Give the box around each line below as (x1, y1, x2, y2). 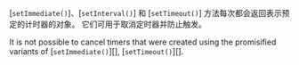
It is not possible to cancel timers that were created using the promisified (9, 37, 277, 47)
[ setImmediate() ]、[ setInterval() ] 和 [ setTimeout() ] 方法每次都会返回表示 (9, 8, 282, 18)
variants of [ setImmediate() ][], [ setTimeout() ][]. (9, 46, 184, 56)
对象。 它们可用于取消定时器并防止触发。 (55, 19, 206, 29)
